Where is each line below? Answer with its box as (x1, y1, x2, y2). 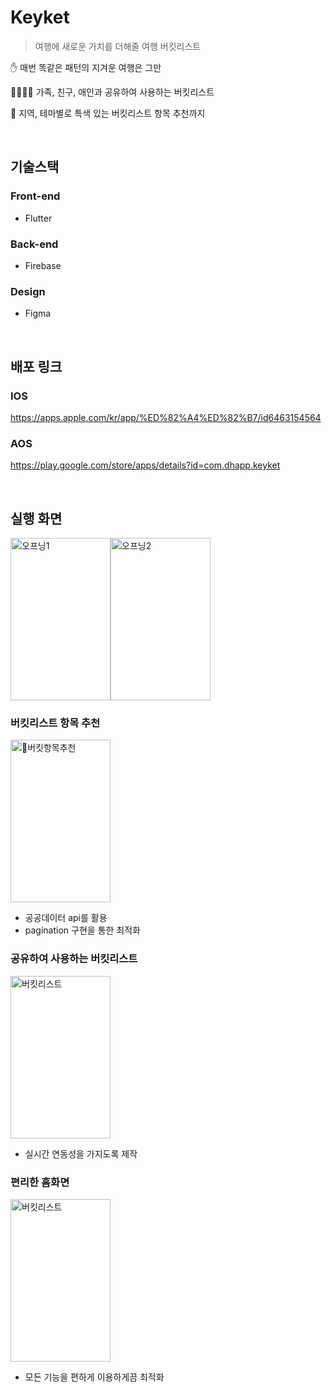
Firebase (24, 259, 62, 271)
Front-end (10, 189, 61, 203)
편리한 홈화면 (10, 1175, 70, 1189)
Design (10, 284, 46, 298)
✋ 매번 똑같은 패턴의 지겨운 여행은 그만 (10, 61, 162, 73)
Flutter (24, 212, 53, 224)
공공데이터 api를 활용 (24, 912, 108, 924)
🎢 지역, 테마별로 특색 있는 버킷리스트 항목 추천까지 (10, 107, 206, 119)
